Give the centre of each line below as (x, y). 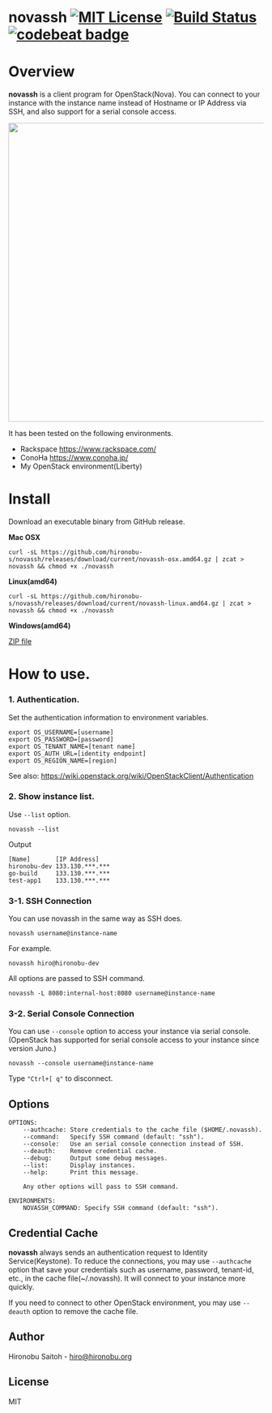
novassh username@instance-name (63, 934)
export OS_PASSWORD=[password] (61, 739)
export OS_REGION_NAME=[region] (63, 761)
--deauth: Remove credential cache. (90, 1152)
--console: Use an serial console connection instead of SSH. (134, 1144)
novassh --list (34, 829)
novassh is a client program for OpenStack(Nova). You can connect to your (134, 94)
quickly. (21, 1287)
